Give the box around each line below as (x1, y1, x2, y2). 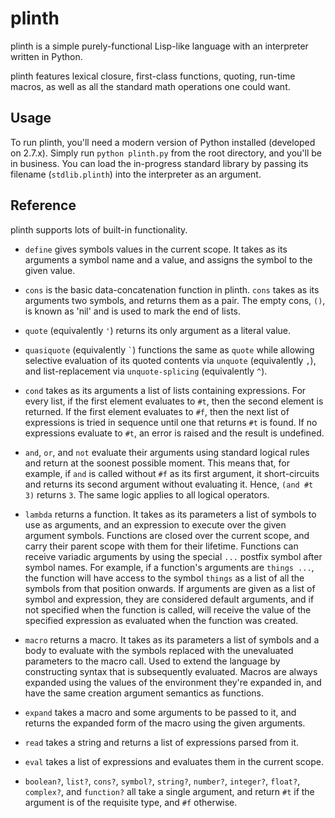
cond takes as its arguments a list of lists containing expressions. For (24, 384, 307, 396)
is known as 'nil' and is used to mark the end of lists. (24, 305, 242, 317)
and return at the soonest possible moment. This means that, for (24, 457, 290, 469)
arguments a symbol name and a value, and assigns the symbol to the (24, 253, 313, 266)
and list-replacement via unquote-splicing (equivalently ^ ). (24, 365, 268, 377)
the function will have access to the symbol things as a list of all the (24, 572, 305, 584)
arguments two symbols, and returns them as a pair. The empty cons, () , (24, 294, 326, 306)
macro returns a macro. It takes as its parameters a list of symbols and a (24, 633, 320, 646)
